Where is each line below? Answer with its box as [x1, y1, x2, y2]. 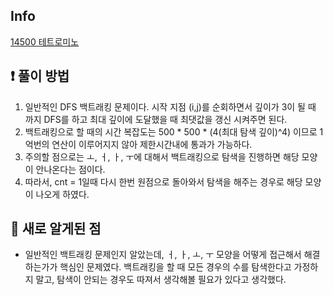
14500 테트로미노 [10, 35, 80, 48]
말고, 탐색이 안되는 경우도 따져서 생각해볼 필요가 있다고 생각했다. [35, 274, 287, 286]
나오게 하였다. [35, 188, 90, 200]
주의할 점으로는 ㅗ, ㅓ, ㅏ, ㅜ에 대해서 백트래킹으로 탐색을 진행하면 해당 [24, 150, 300, 163]
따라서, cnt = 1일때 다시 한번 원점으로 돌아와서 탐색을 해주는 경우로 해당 [24, 175, 303, 188]
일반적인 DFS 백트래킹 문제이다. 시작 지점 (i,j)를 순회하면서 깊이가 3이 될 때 [24, 100, 317, 113]
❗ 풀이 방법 [10, 68, 70, 85]
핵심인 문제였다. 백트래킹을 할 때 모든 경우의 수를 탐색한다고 [59, 261, 292, 273]
